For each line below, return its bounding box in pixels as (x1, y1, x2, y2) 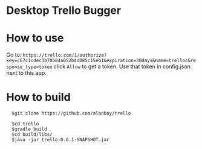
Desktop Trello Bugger (6, 4, 122, 17)
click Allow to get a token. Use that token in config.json (53, 63, 191, 70)
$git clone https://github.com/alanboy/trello (11, 110, 131, 116)
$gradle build (11, 126, 47, 133)
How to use (6, 31, 64, 45)
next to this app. (6, 69, 47, 77)
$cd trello (11, 121, 39, 127)
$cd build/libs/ (11, 132, 53, 138)
